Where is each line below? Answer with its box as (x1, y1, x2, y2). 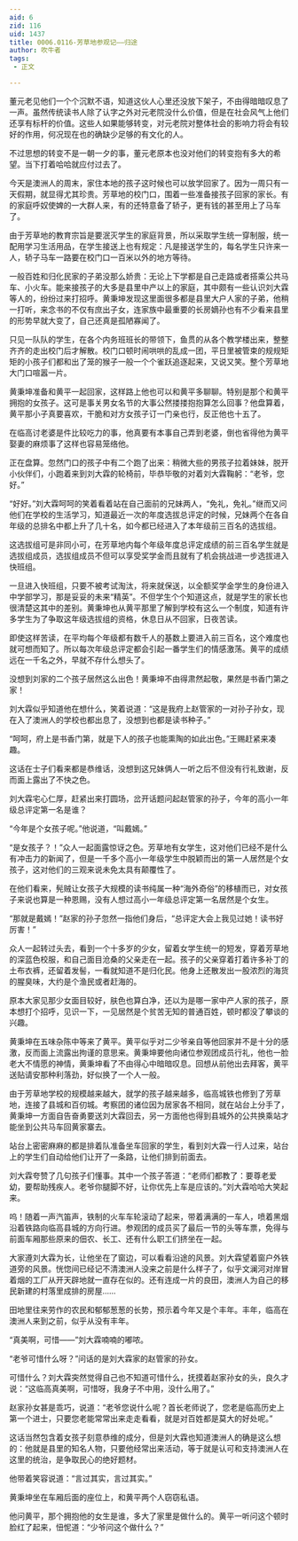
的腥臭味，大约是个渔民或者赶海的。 (9, 976, 142, 987)
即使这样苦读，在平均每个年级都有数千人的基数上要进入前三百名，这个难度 (9, 632, 281, 643)
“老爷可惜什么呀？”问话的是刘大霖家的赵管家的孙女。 (9, 1353, 203, 1364)
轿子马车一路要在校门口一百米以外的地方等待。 (24, 252, 196, 263)
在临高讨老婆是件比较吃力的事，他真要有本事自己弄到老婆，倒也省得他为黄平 (9, 427, 289, 437)
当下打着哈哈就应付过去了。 (24, 159, 126, 169)
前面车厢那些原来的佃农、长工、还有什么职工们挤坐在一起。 (9, 1233, 227, 1244)
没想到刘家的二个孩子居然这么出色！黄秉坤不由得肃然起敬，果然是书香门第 (9, 673, 281, 684)
